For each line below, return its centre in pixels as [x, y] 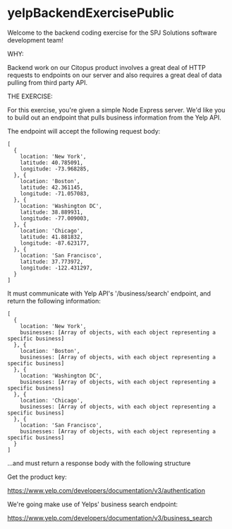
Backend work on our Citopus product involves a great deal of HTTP [106, 67]
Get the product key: [37, 477]
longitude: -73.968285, [55, 169]
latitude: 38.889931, [51, 212]
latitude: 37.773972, [51, 262]
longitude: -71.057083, [55, 193]
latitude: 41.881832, [51, 237]
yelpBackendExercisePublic [91, 13]
